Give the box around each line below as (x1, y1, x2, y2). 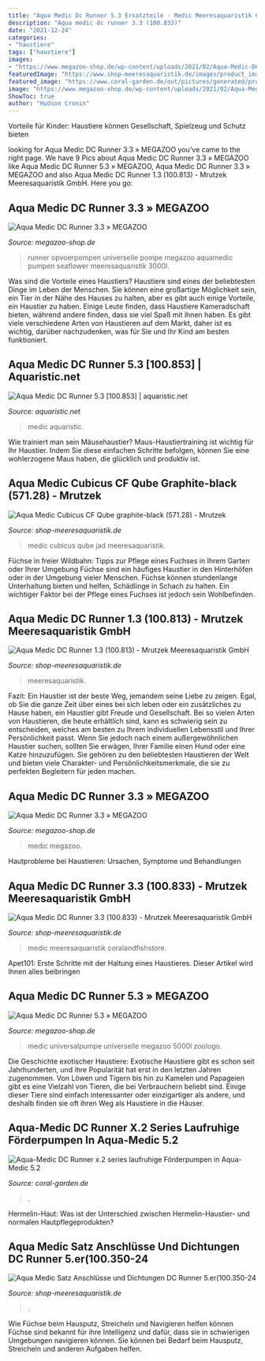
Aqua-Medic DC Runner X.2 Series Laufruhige (8, 1121, 240, 1135)
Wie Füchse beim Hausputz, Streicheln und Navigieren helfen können (8, 1319, 234, 1329)
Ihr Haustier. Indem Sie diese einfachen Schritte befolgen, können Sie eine (8, 445, 250, 454)
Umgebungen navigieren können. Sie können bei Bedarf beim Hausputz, (8, 1336, 243, 1345)
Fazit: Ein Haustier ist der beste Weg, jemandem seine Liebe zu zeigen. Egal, (8, 691, 257, 701)
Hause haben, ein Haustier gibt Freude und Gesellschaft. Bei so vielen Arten (8, 708, 255, 718)
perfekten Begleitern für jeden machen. (8, 767, 136, 776)
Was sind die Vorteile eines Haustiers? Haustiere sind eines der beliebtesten (8, 276, 256, 286)
